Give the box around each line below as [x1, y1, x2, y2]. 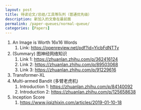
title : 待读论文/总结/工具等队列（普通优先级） [5, 12, 92, 17]
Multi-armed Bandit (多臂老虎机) [12, 78, 78, 84]
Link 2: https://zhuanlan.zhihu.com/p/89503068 [19, 62, 118, 68]
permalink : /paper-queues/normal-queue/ [5, 21, 90, 26]
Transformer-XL [12, 72, 46, 78]
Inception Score [12, 94, 45, 100]
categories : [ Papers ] [5, 26, 50, 31]
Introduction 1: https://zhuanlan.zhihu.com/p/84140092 [19, 84, 133, 90]
